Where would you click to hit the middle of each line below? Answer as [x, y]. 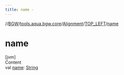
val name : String [22, 67]
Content [13, 62]
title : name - [20, 10]
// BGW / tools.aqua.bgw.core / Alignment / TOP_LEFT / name [62, 24]
